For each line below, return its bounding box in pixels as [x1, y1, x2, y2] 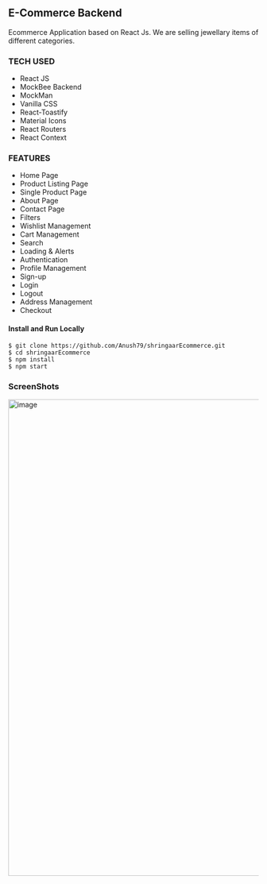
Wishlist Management [19, 222, 91, 231]
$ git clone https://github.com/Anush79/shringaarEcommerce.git [8, 342, 226, 349]
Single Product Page [19, 187, 87, 197]
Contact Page [19, 204, 65, 214]
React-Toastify [19, 107, 68, 118]
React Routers [19, 125, 67, 134]
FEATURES [8, 152, 51, 164]
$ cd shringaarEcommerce [8, 349, 91, 357]
